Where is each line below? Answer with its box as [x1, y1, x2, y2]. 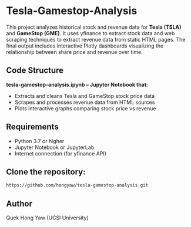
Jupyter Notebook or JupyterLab [14, 144, 95, 151]
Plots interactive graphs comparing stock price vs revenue [14, 104, 156, 112]
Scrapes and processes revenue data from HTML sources [14, 99, 155, 106]
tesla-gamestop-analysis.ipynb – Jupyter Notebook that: [6, 81, 149, 88]
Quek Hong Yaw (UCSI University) [6, 214, 89, 221]
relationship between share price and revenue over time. [6, 48, 143, 55]
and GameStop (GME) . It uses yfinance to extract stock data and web [6, 29, 175, 36]
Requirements [6, 122, 59, 132]
